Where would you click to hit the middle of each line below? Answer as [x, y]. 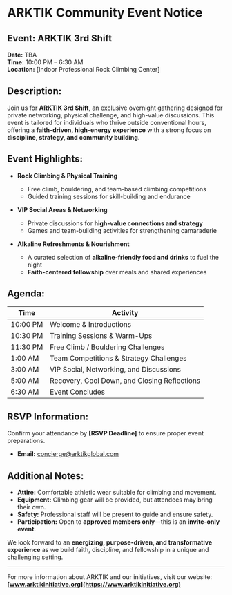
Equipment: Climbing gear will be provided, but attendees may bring [115, 500]
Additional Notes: [46, 476]
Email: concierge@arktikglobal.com [68, 454]
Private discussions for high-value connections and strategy [115, 223]
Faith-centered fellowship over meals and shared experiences [117, 272]
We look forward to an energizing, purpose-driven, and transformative [110, 542]
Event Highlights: [45, 159]
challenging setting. [35, 557]
